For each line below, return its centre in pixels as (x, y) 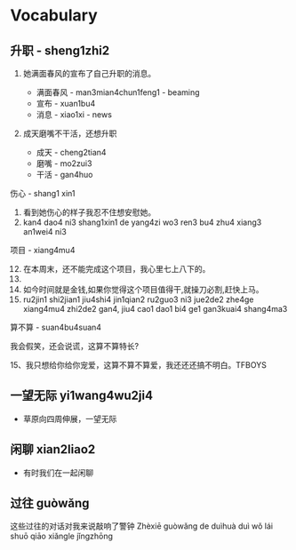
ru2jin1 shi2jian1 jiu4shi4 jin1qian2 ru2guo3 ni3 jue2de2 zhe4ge (138, 299)
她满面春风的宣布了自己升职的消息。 (89, 73)
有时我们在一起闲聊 (58, 473)
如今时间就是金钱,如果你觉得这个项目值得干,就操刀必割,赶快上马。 (143, 289)
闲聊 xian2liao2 (53, 450)
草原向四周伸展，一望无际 (70, 418)
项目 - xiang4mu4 (43, 250)
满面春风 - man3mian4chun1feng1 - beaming (118, 92)
